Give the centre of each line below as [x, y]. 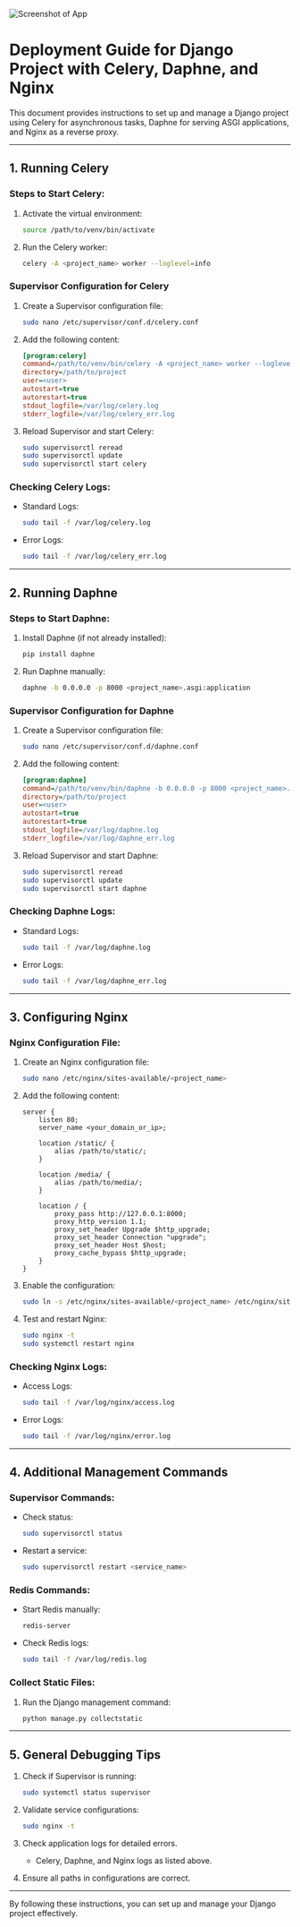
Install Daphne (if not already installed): [94, 638]
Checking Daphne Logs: [62, 912]
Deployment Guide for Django [121, 50]
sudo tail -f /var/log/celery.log [86, 523]
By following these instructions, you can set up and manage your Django [143, 1904]
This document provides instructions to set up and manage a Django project [149, 113]
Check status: [48, 1517]
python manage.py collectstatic [82, 1718]
